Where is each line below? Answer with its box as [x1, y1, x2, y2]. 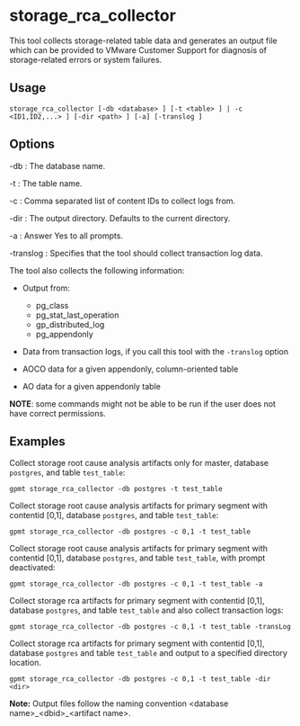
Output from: [22, 282, 70, 293]
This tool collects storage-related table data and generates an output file [9, 35, 278, 46]
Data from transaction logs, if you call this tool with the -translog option [22, 345, 289, 356]
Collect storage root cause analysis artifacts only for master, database [9, 458, 269, 469]
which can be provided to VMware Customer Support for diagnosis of [9, 44, 268, 55]
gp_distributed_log [35, 318, 105, 329]
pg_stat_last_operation [35, 309, 119, 320]
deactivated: [9, 562, 56, 573]
